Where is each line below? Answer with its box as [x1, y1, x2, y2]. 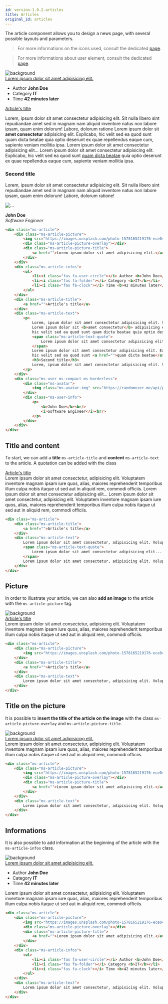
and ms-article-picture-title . [57, 720, 122, 726]
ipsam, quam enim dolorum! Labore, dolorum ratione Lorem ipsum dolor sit [5, 126, 159, 132]
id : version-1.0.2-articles [5, 7, 64, 13]
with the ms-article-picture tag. [5, 600, 72, 607]
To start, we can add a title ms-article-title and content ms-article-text [5, 454, 159, 460]
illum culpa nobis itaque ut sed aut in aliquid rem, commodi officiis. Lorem [5, 485, 157, 491]
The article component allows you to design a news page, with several [5, 31, 150, 37]
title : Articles [5, 12, 39, 17]
